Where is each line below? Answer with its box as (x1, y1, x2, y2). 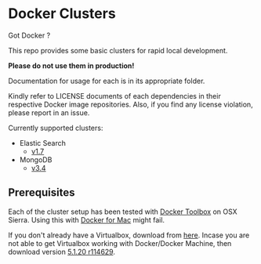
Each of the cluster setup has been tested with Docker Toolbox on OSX (8, 207, 237, 216)
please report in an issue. (8, 107, 90, 118)
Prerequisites (8, 186, 75, 200)
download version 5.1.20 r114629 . (8, 247, 116, 256)
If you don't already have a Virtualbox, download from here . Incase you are (8, 230, 250, 240)
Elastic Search (19, 138, 67, 147)
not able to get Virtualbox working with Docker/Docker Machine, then (8, 238, 232, 248)
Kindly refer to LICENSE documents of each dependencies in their (8, 91, 221, 100)
